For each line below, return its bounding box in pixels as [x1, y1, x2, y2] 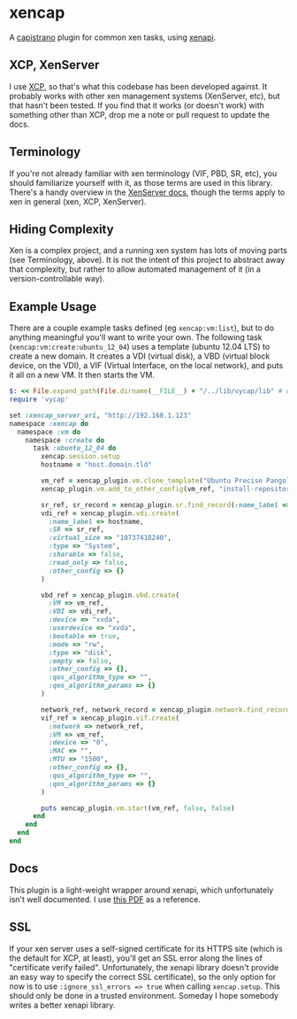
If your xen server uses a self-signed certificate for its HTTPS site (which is [9, 943, 283, 953]
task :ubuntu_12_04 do [32, 444, 117, 453]
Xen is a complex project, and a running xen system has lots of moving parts [9, 245, 287, 256]
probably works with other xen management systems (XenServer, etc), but [9, 90, 280, 101]
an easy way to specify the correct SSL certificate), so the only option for [9, 971, 277, 982]
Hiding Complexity [9, 221, 114, 236]
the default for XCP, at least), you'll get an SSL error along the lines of [9, 953, 263, 963]
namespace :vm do [17, 428, 81, 436]
